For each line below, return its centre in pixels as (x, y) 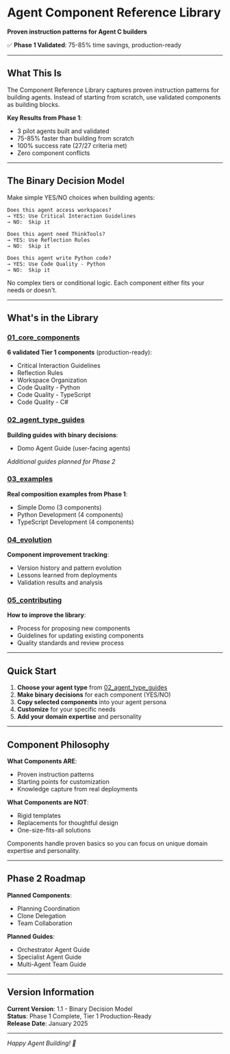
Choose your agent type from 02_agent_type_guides (92, 688)
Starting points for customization (63, 782)
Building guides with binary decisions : (63, 435)
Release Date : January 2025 (48, 1023)
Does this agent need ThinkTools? (56, 234)
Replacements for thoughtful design (67, 823)
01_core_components (43, 337)
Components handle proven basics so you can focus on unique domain (107, 843)
